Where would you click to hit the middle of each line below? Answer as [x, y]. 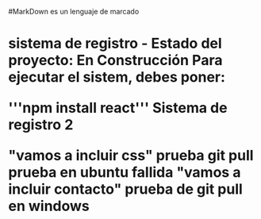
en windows [49, 206]
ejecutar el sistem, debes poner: [117, 77]
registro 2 [41, 125]
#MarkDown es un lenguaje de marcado [74, 12]
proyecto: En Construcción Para [115, 61]
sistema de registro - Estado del [115, 44]
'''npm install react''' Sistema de [118, 108]
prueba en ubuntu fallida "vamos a [125, 173]
